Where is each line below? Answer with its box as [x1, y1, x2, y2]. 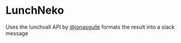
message [5, 29, 28, 36]
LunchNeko [5, 4, 64, 17]
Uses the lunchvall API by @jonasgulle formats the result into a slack [5, 23, 175, 30]
